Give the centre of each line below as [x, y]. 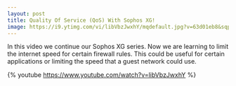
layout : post [26, 14]
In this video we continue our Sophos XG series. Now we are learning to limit [118, 47]
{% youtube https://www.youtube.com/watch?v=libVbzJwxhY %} [102, 75]
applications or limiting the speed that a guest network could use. [102, 62]
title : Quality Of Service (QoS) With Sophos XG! [81, 20]
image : [17, 27]
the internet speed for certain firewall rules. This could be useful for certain [116, 54]
